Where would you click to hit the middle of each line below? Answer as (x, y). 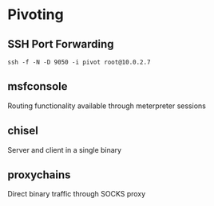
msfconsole (38, 86)
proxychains (39, 175)
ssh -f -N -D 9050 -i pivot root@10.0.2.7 (79, 62)
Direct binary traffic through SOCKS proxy (77, 194)
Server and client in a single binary (64, 150)
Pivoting (36, 15)
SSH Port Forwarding (61, 44)
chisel (23, 131)
